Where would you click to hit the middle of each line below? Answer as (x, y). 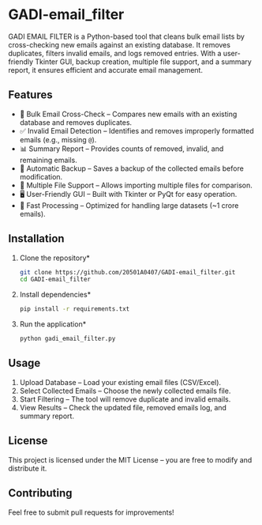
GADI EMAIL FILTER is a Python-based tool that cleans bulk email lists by (126, 36)
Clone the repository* (55, 258)
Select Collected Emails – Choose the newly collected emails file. (125, 391)
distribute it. (28, 468)
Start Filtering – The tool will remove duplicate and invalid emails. (125, 399)
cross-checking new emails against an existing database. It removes (120, 44)
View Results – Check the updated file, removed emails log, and (123, 407)
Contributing (40, 493)
